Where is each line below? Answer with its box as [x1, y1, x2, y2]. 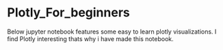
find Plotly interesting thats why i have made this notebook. [7, 34, 174, 42]
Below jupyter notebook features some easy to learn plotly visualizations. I [7, 27, 217, 36]
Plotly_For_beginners [7, 5, 130, 21]
